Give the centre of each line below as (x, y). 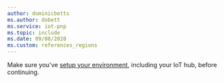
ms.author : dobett (34, 20)
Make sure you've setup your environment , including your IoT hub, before (112, 65)
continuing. (23, 72)
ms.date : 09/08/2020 (37, 39)
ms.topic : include (34, 33)
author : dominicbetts (38, 13)
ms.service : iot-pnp (37, 26)
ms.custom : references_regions (52, 45)
